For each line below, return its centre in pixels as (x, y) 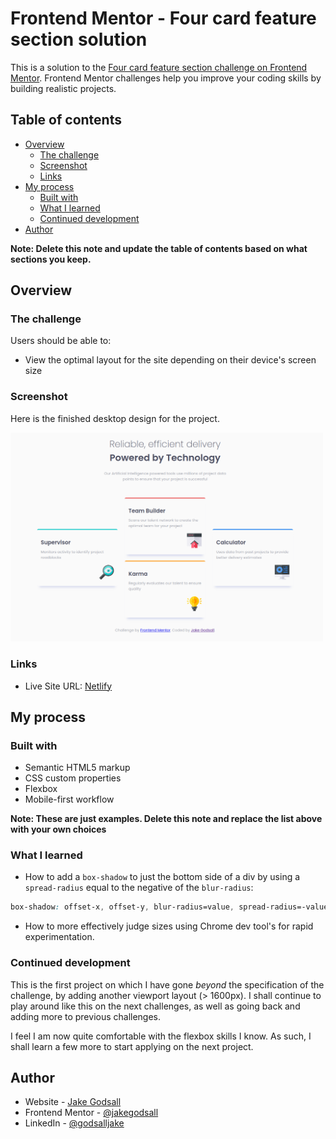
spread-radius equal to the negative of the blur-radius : (139, 888)
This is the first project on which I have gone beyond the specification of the (167, 984)
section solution (79, 39)
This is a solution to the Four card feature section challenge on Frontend (159, 67)
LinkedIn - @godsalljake (74, 1123)
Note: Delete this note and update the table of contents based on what (159, 248)
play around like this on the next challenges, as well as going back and (155, 1006)
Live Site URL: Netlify (68, 686)
